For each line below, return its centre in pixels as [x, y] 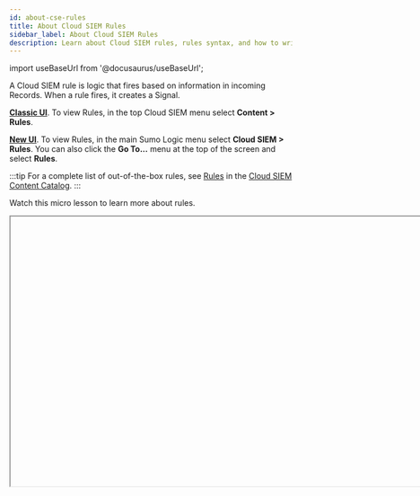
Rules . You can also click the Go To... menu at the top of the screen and [143, 149]
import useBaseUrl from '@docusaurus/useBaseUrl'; [106, 68]
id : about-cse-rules [48, 18]
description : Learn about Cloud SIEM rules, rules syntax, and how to [144, 43]
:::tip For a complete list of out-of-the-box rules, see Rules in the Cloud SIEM [151, 176]
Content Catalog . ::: [45, 186]
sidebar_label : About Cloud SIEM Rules [84, 34]
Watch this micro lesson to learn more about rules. [102, 203]
